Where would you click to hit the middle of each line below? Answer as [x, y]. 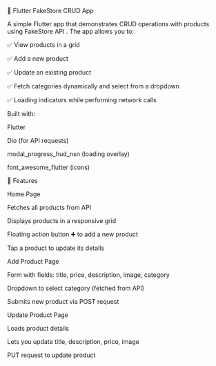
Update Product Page [38, 315]
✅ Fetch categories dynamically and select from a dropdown [94, 86]
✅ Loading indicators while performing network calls [82, 100]
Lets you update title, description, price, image [73, 341]
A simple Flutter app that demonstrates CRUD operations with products [108, 24]
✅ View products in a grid [44, 45]
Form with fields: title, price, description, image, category [89, 275]
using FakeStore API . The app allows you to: [71, 31]
